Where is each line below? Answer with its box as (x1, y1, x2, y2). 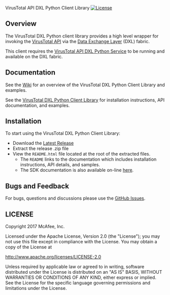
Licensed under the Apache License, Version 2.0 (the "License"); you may (5, 233, 160, 239)
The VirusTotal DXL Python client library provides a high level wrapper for (5, 33, 159, 39)
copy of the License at (5, 244, 52, 250)
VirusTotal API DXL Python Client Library (5, 5, 90, 11)
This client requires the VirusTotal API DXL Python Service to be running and (5, 48, 165, 54)
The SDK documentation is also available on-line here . (20, 167, 134, 173)
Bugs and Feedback (5, 181, 70, 190)
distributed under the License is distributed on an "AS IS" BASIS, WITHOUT (5, 269, 162, 275)
